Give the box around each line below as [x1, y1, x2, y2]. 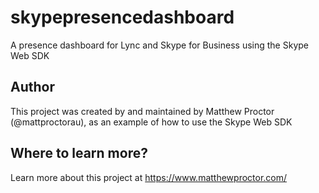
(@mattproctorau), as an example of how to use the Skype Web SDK [10, 116, 293, 128]
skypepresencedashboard [10, 6, 235, 29]
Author [10, 79, 55, 96]
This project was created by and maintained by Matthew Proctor [10, 105, 275, 117]
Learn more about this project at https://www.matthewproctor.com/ [10, 171, 288, 183]
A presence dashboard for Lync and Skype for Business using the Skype [10, 39, 309, 51]
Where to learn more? [10, 145, 148, 162]
